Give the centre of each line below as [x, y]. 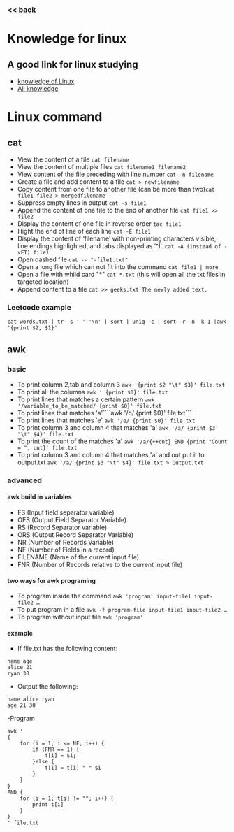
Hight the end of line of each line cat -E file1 [84, 231]
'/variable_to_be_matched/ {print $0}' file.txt [89, 406]
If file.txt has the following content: [67, 649]
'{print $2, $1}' [32, 328]
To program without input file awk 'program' [80, 617]
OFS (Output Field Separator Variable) [72, 520]
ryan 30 [19, 674]
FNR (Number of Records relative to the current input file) [100, 565]
